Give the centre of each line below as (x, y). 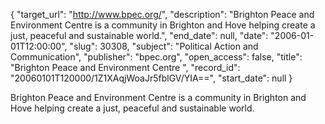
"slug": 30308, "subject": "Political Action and (164, 46)
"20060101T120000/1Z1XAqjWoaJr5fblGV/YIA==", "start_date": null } (151, 78)
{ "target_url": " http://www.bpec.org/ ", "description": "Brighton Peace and (162, 14)
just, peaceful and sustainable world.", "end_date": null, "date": (139, 35)
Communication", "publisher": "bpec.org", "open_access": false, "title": (156, 57)
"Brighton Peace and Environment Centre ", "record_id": (125, 67)
